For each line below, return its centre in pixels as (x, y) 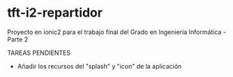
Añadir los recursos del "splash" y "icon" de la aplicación (99, 66)
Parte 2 (18, 39)
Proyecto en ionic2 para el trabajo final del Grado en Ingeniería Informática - (117, 32)
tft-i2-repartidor (55, 13)
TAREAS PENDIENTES (39, 53)
